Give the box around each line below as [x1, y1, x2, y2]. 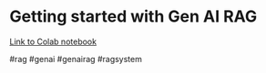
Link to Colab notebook [9, 36, 97, 47]
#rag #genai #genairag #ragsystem [9, 53, 143, 64]
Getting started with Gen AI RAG [9, 6, 258, 27]
